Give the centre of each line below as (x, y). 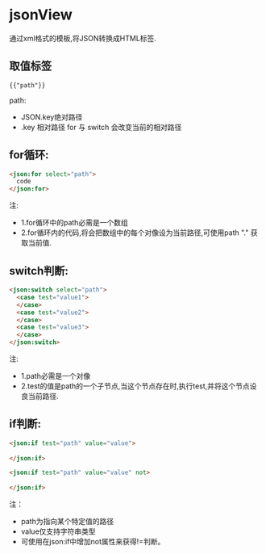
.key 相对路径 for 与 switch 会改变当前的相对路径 (101, 127)
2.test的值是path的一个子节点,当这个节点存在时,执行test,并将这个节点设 (139, 386)
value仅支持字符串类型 (58, 531)
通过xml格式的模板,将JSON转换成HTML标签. (83, 38)
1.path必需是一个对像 (56, 376)
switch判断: (39, 271)
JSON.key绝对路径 (52, 117)
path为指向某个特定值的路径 (67, 522)
